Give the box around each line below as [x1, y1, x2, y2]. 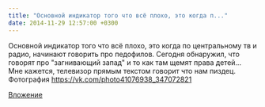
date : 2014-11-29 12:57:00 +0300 [8, 19, 119, 27]
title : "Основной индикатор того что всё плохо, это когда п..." [8, 11, 228, 20]
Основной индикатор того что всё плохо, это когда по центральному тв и [8, 40, 257, 50]
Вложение [8, 90, 44, 99]
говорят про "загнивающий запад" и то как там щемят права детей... [8, 57, 242, 67]
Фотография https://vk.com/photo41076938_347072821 [8, 75, 192, 84]
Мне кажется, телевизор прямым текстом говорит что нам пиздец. [8, 66, 236, 75]
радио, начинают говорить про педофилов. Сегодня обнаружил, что [8, 49, 240, 59]
